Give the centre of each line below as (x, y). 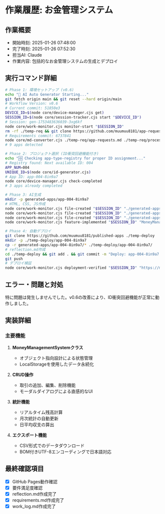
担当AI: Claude (27, 55)
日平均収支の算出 (37, 424)
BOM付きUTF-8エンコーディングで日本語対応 (65, 451)
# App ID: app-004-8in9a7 (31, 177)
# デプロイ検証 (18, 263)
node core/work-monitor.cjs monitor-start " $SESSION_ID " (65, 126)
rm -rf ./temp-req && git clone (38, 131)
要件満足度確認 (27, 488)
